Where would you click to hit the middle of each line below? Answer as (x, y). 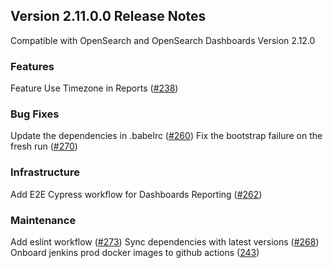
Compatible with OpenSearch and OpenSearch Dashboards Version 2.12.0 (163, 40)
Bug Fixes (35, 114)
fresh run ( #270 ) (44, 146)
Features (32, 66)
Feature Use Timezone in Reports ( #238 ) (94, 88)
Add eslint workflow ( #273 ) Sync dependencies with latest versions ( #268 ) (165, 242)
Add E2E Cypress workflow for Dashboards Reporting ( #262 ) (136, 194)
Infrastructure (45, 172)
